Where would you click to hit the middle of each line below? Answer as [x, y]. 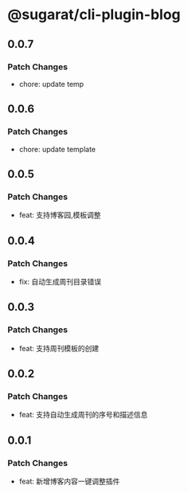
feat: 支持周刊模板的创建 [59, 348]
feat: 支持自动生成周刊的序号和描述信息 [83, 415]
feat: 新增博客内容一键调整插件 [69, 481]
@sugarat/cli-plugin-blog [94, 15]
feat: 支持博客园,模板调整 [60, 215]
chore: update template [57, 149]
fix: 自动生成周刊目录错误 [60, 281]
